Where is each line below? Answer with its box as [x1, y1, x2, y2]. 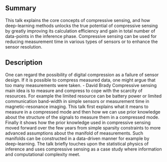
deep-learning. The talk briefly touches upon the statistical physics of [5, 140, 149, 146]
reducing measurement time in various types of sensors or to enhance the [5, 38, 158, 44]
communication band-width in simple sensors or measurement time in [5, 98, 149, 104]
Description [5, 58, 42, 67]
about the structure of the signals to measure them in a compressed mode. [5, 114, 159, 120]
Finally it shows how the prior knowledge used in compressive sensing [5, 119, 151, 125]
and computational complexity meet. [5, 151, 80, 157]
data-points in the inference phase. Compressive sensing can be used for [5, 33, 157, 39]
